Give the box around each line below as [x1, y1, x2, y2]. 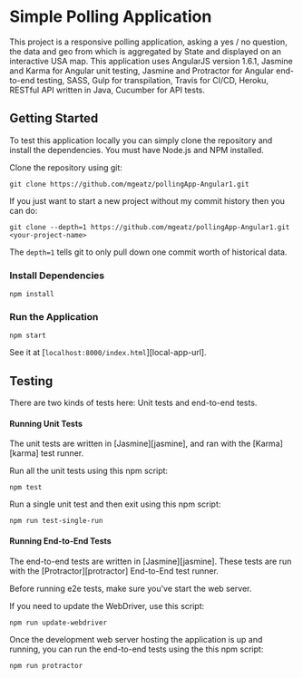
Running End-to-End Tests [9, 535, 112, 546]
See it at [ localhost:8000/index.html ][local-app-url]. [9, 347, 207, 358]
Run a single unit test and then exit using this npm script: [9, 499, 221, 509]
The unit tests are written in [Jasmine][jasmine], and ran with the [9, 438, 251, 450]
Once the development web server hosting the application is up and [9, 634, 263, 644]
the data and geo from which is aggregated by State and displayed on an [9, 45, 281, 56]
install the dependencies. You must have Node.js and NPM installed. [9, 144, 265, 155]
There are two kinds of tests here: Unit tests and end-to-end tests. [9, 397, 258, 409]
